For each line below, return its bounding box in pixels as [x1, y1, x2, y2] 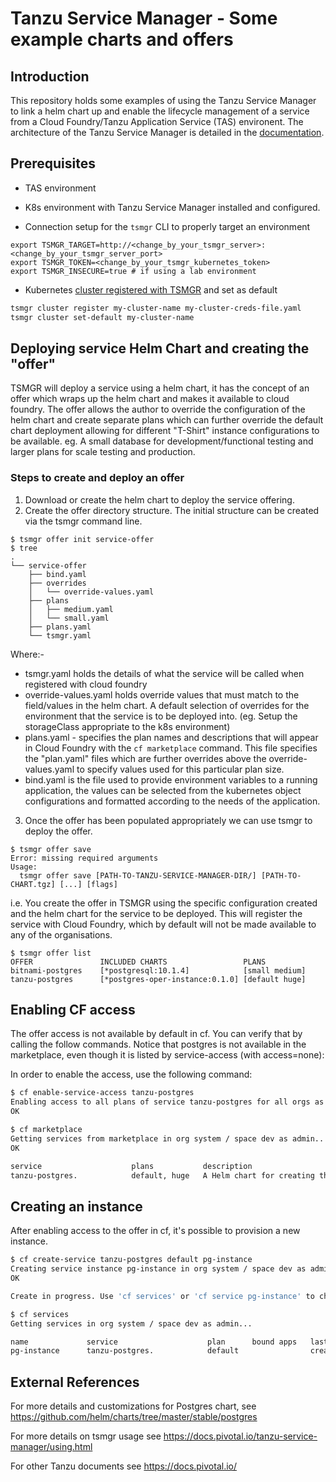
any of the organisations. [10, 928, 113, 941]
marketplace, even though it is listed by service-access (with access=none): [10, 1049, 325, 1061]
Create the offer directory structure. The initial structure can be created [24, 504, 320, 516]
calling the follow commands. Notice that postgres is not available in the [10, 1038, 307, 1051]
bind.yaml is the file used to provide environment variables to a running [24, 773, 318, 786]
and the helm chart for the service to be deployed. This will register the [10, 907, 303, 919]
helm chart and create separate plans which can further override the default [10, 414, 324, 426]
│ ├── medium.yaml [28, 604, 114, 614]
